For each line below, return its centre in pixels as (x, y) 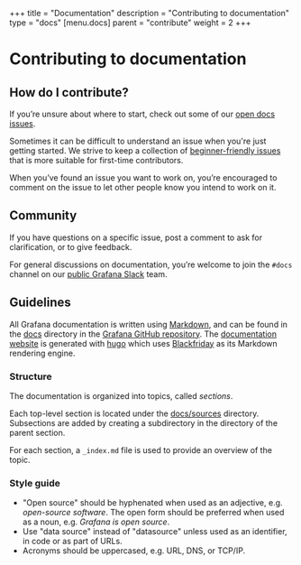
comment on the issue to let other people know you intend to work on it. (143, 187)
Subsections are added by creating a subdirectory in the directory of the (143, 422)
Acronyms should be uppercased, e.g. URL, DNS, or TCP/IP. (134, 551)
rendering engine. (42, 353)
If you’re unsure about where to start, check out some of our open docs (142, 114)
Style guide (35, 483)
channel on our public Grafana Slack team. (89, 273)
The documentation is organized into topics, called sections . (121, 395)
